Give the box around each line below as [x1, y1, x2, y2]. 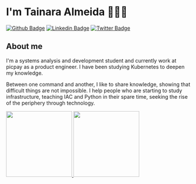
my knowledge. [6, 70, 43, 77]
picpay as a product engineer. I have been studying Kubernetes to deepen [6, 63, 185, 70]
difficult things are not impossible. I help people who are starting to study [6, 87, 183, 94]
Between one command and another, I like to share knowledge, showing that [6, 81, 191, 88]
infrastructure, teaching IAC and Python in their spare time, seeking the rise [6, 93, 188, 100]
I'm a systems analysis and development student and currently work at [6, 57, 177, 64]
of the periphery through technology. [6, 99, 95, 106]
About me [6, 41, 43, 51]
